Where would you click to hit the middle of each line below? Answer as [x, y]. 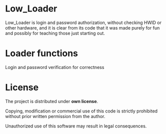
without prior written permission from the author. [55, 116]
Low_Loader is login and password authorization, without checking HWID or [83, 22]
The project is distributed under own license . [52, 101]
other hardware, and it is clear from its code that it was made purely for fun [82, 27]
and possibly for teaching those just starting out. [55, 33]
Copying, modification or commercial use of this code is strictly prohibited [81, 111]
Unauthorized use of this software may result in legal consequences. [76, 126]
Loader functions [42, 53]
